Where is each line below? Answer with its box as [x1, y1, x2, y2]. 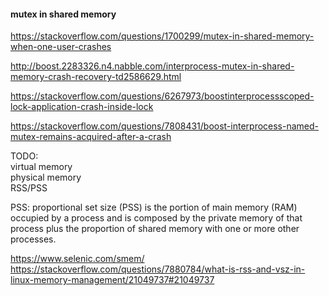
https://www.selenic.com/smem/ [10, 253, 145, 265]
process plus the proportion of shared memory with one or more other [10, 223, 300, 235]
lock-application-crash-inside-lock [10, 101, 154, 113]
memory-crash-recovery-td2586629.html [10, 71, 182, 83]
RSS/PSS [10, 182, 48, 194]
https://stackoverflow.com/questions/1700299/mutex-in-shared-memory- [10, 30, 315, 42]
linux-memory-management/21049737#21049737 [10, 274, 215, 286]
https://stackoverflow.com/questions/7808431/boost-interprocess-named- [10, 120, 320, 132]
